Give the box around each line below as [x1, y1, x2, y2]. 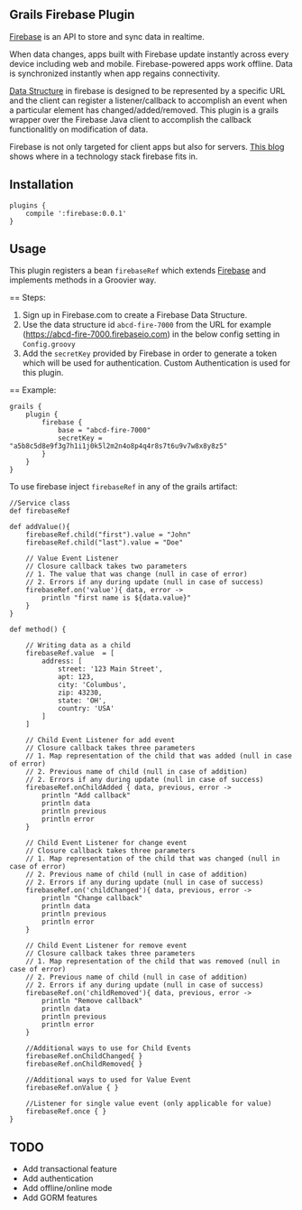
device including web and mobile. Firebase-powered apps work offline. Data [9, 58, 293, 69]
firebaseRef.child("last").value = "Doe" [25, 538, 183, 547]
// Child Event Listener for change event [25, 839, 188, 848]
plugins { [9, 200, 47, 210]
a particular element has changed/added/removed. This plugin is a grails [9, 104, 279, 116]
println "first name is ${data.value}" [41, 593, 192, 603]
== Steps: [9, 293, 47, 303]
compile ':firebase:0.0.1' [25, 209, 127, 218]
